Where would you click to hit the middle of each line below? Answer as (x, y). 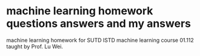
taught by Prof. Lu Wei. (35, 46)
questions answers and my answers (99, 24)
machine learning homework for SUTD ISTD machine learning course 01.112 (100, 40)
